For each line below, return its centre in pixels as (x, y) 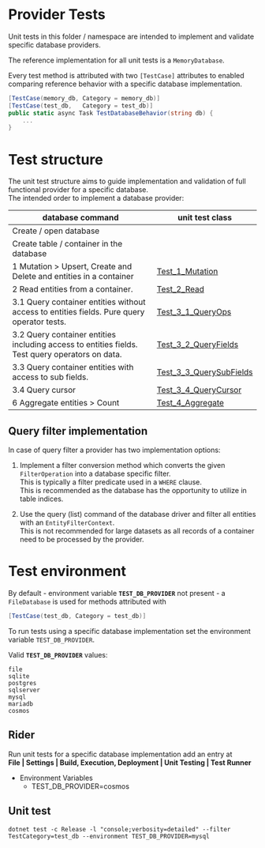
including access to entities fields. (75, 345)
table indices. (41, 499)
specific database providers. (54, 44)
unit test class (205, 217)
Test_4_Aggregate (190, 403)
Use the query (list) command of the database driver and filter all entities (138, 514)
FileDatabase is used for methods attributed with (88, 601)
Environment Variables (56, 778)
